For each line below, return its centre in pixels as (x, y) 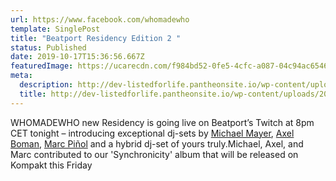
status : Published (48, 47)
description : (46, 85)
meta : (21, 76)
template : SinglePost (55, 29)
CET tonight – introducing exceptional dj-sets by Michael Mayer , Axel (152, 133)
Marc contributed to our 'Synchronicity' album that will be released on (154, 154)
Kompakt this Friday (51, 165)
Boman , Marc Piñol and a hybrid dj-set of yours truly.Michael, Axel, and (157, 143)
